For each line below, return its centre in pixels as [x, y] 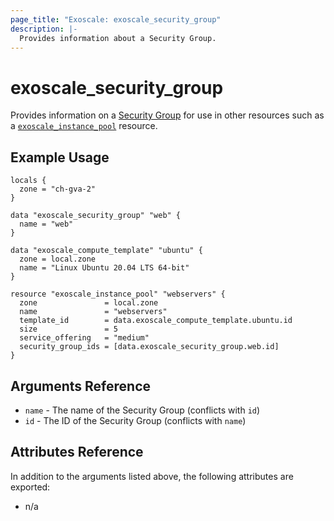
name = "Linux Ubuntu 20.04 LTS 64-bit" [104, 268]
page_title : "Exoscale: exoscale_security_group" [116, 19]
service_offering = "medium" [84, 338]
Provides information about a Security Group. [118, 38]
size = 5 [68, 329]
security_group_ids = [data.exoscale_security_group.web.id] [149, 347]
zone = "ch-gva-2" [58, 189]
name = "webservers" [93, 312]
